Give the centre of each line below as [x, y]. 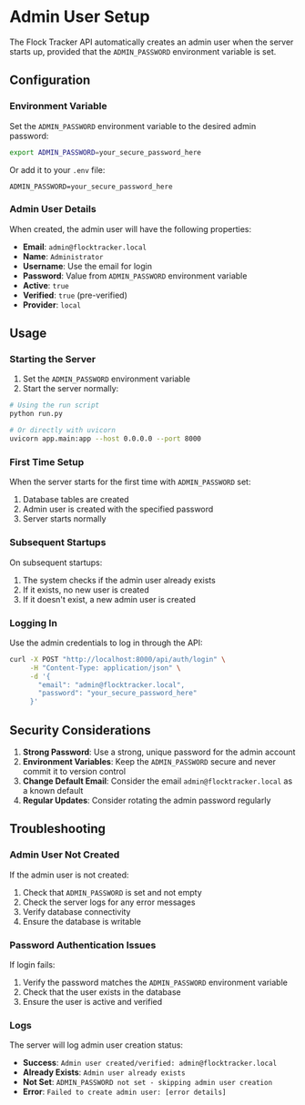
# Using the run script [55, 406]
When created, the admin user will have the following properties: [131, 228]
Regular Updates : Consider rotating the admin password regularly [147, 800]
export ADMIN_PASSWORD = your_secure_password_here [106, 152]
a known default [53, 790]
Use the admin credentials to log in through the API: [106, 643]
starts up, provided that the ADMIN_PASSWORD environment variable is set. [143, 51]
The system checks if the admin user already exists [119, 580]
